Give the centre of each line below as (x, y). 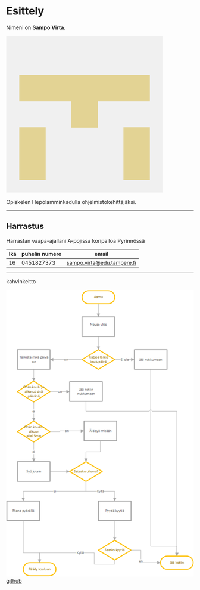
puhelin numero (42, 254)
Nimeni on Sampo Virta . (36, 27)
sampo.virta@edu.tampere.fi (101, 262)
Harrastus (25, 226)
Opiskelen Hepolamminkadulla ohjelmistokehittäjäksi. (71, 202)
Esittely (25, 11)
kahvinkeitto (21, 281)
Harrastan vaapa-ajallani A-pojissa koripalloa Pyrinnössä (76, 240)
